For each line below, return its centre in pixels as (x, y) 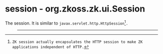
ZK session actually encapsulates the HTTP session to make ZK (77, 42)
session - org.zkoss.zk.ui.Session (75, 9)
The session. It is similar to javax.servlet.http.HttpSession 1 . (67, 23)
